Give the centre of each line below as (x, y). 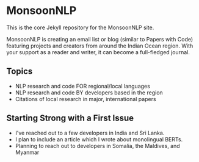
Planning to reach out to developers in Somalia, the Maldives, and (97, 146)
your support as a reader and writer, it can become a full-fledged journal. (98, 52)
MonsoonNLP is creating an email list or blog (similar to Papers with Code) (100, 39)
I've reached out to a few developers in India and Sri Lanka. (90, 133)
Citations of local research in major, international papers (86, 99)
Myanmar (27, 152)
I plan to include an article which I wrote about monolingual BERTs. (99, 139)
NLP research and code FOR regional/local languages (83, 86)
